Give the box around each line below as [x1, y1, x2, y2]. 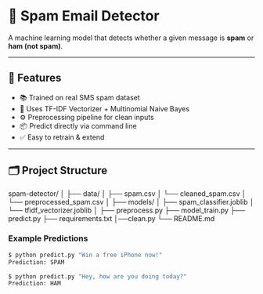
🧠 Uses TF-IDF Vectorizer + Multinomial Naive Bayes [19, 103, 190, 113]
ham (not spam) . [8, 41, 63, 50]
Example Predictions [8, 233, 88, 244]
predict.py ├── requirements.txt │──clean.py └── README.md [8, 213, 215, 223]
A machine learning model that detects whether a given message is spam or [8, 33, 254, 42]
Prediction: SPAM [8, 258, 65, 266]
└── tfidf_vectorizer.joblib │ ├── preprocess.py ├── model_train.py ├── [8, 205, 245, 215]
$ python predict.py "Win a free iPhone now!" [8, 251, 163, 259]
